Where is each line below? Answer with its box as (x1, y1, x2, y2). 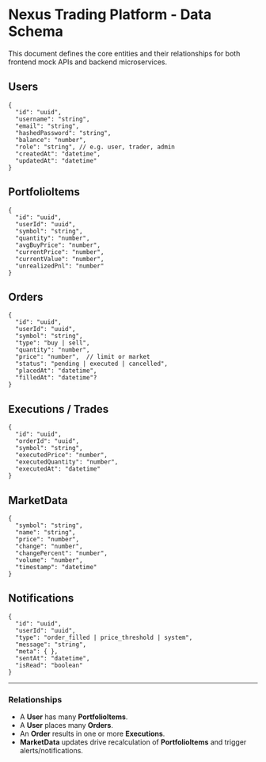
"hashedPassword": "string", (15, 129, 112, 137)
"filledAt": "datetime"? (15, 374, 97, 382)
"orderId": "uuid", (15, 437, 80, 445)
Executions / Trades (8, 402, 109, 416)
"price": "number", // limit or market (15, 353, 150, 361)
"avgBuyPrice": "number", (15, 241, 101, 249)
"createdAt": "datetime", (15, 149, 101, 158)
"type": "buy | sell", (15, 339, 90, 347)
